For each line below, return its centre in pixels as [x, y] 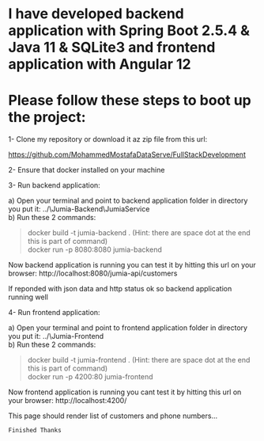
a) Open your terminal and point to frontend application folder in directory [128, 328]
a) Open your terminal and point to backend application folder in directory [128, 201]
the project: [47, 118]
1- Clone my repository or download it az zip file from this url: [108, 139]
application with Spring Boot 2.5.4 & [129, 30]
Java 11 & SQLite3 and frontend [112, 48]
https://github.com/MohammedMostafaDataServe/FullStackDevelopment [127, 154]
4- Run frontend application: [54, 313]
